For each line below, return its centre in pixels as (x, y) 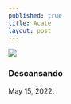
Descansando (36, 74)
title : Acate (30, 23)
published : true (35, 16)
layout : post (30, 30)
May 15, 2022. (32, 91)
